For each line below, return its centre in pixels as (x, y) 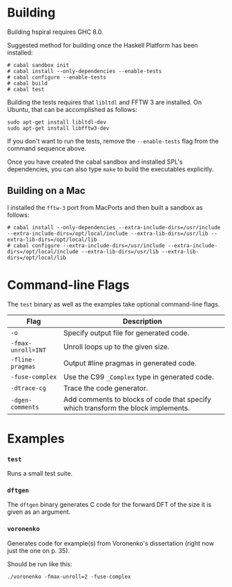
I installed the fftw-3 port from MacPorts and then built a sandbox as (105, 207)
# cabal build (28, 83)
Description (143, 321)
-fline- (23, 359)
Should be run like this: (40, 564)
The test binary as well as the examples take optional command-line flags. (114, 304)
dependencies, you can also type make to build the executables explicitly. (110, 169)
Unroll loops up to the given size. (116, 347)
